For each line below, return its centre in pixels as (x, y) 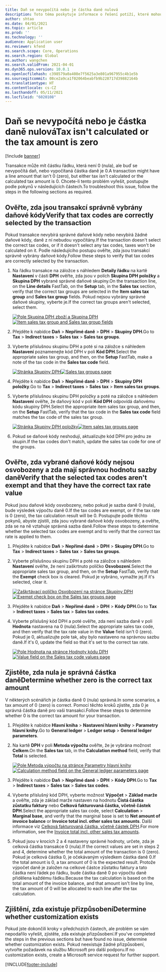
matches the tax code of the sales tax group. (58, 417)
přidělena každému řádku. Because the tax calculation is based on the (83, 878)
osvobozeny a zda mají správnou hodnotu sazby (81, 470)
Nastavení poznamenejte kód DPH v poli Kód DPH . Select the (74, 352)
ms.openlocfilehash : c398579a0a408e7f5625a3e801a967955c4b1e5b (72, 74)
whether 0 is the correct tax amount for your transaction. (63, 715)
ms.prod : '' (17, 33)
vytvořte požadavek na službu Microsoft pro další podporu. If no (70, 950)
